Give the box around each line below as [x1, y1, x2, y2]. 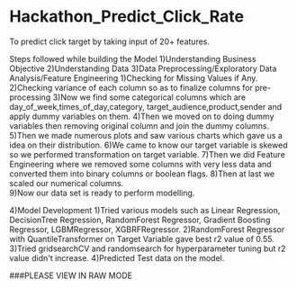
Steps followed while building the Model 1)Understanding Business [9, 53, 256, 64]
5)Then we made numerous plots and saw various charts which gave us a [9, 130, 283, 140]
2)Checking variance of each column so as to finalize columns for [9, 82, 254, 93]
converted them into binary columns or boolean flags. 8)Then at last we [9, 168, 275, 179]
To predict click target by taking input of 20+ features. [9, 36, 210, 47]
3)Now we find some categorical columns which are [52, 92, 246, 103]
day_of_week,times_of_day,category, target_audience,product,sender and [9, 101, 283, 112]
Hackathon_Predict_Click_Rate [9, 6, 245, 27]
